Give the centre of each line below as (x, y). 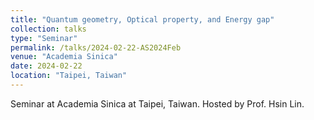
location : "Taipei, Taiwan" (69, 76)
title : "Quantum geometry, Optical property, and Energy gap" (142, 19)
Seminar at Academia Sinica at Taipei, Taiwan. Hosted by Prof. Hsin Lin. (157, 103)
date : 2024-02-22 (46, 66)
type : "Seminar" (44, 38)
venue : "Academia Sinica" (64, 57)
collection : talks (48, 29)
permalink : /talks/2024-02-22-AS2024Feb (96, 47)
